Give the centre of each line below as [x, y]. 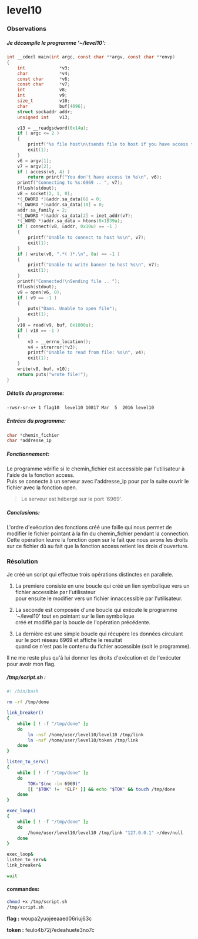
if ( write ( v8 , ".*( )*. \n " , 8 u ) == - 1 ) [69, 254]
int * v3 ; [43, 68]
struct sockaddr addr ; [45, 112]
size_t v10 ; [43, 101]
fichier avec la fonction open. [42, 487]
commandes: [23, 889]
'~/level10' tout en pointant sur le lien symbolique [75, 616]
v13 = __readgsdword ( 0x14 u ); [53, 128]
